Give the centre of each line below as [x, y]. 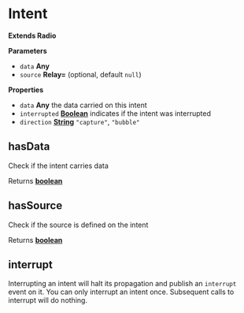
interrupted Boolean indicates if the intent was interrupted [115, 113]
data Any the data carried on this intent [83, 105]
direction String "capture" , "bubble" [79, 121]
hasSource [35, 206]
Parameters [28, 50]
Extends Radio [32, 35]
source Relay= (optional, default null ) [80, 74]
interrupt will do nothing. [48, 300]
